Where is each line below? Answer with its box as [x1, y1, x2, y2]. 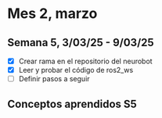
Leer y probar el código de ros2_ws [18, 66, 134, 75]
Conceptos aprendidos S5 [7, 97, 138, 110]
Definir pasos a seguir [18, 74, 91, 84]
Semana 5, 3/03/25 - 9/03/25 [7, 36, 154, 49]
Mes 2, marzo [7, 5, 98, 23]
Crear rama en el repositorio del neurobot [18, 56, 153, 66]
